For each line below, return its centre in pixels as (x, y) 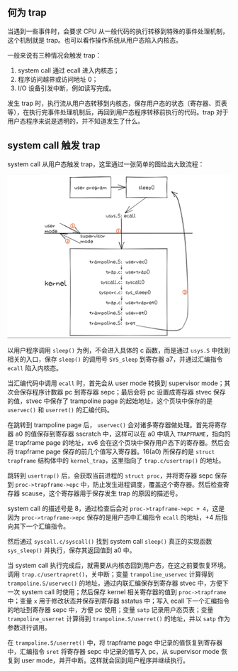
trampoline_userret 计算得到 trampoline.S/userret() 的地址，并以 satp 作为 (119, 618)
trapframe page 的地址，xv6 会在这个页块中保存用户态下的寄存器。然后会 (123, 442)
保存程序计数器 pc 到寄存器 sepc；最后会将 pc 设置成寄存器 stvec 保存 (123, 392)
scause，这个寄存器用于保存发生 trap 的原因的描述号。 (101, 493)
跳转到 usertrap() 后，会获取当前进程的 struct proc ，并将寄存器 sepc (110, 476)
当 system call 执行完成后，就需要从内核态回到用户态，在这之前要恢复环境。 (119, 565)
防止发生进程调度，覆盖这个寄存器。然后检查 (158, 484)
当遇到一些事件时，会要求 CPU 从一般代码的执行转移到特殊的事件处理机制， (118, 31)
